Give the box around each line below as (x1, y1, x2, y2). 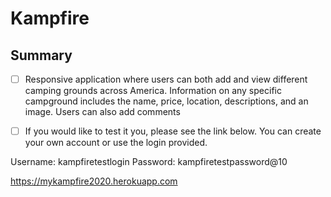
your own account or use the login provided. (24, 137, 208, 149)
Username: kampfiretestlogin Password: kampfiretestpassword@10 (10, 156, 288, 168)
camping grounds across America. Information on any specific (24, 85, 282, 97)
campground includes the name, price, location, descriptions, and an (24, 95, 309, 107)
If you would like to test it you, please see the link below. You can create (24, 125, 322, 137)
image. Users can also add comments (24, 106, 181, 118)
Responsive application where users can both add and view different (24, 73, 308, 85)
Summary (10, 47, 73, 64)
